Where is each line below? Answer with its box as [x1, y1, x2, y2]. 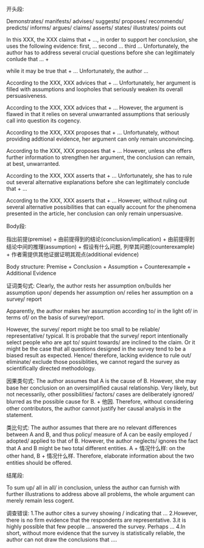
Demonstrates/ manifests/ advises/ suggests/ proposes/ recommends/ [6, 18, 184, 24]
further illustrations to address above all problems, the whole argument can [6, 491, 195, 497]
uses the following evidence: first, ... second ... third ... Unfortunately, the [6, 42, 189, 50]
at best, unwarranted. [6, 160, 61, 167]
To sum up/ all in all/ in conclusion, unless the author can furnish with [6, 484, 180, 491]
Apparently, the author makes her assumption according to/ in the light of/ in [6, 308, 198, 314]
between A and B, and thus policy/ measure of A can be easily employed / [6, 431, 192, 438]
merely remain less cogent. [6, 497, 75, 504]
